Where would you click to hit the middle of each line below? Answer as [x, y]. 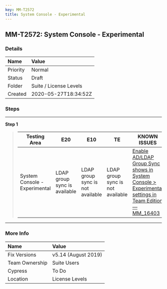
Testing [35, 137]
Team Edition [148, 201]
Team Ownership [28, 263]
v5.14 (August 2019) [77, 255]
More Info [17, 233]
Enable [140, 151]
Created [17, 94]
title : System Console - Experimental [45, 14]
